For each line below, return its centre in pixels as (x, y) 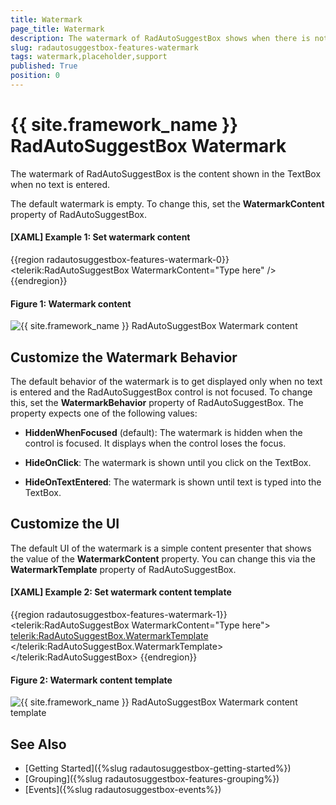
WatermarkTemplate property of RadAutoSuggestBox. (123, 569)
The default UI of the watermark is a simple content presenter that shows (161, 548)
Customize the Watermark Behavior (124, 357)
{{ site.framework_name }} (124, 125)
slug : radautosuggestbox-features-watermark (104, 47)
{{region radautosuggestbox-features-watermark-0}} (120, 260)
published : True (44, 66)
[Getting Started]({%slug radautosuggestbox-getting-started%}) (158, 768)
